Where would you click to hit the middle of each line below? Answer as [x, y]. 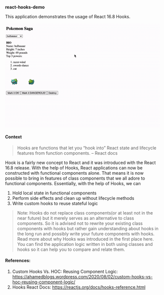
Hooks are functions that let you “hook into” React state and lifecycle [87, 148]
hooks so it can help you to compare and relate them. [71, 249]
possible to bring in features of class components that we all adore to [75, 178]
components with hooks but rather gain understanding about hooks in [88, 228]
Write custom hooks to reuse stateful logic [55, 203]
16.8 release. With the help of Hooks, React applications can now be [74, 168]
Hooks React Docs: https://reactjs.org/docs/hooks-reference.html [79, 287]
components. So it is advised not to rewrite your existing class [80, 223]
